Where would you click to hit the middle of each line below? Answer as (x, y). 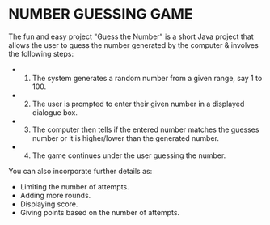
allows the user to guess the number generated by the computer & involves (133, 45)
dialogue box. (55, 112)
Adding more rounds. (55, 195)
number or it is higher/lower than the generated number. (126, 138)
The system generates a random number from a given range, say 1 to (147, 78)
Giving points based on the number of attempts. (100, 212)
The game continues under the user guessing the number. (129, 155)
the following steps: (41, 53)
